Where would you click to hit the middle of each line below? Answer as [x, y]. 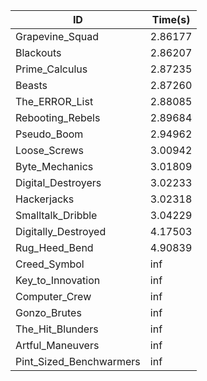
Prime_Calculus [51, 69]
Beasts [31, 85]
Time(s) [171, 19]
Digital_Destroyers [58, 182]
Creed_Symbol [50, 264]
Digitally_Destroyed [61, 231]
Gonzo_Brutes [48, 312]
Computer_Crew [53, 296]
